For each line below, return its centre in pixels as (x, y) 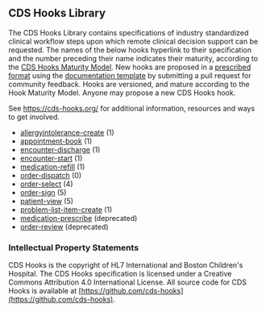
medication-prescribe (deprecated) (79, 218)
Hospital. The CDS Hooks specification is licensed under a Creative (120, 274)
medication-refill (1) (52, 166)
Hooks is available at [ (45, 291)
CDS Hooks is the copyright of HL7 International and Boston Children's (126, 265)
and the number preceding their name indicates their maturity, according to (133, 58)
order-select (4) (47, 184)
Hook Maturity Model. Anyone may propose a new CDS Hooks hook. (122, 93)
